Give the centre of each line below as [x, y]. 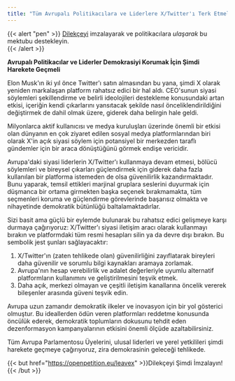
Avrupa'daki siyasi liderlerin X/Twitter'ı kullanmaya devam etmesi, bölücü [112, 162]
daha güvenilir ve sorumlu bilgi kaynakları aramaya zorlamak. [105, 263]
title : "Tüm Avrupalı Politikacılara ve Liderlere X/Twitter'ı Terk [109, 14]
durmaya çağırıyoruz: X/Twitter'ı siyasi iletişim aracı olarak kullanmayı [107, 227]
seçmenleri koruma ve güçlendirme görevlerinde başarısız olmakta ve [108, 199]
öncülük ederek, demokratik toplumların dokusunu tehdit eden [97, 321]
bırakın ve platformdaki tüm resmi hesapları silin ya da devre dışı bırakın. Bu [116, 234]
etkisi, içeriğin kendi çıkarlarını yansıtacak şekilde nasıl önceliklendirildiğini [114, 105]
